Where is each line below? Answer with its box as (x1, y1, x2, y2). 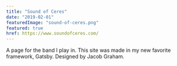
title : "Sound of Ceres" (6, 8, 67, 15)
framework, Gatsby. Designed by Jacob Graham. (6, 53, 125, 60)
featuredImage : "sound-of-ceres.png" (6, 19, 99, 25)
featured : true (6, 25, 44, 31)
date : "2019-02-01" (6, 14, 54, 20)
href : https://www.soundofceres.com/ (6, 31, 99, 37)
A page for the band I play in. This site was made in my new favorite (6, 47, 171, 54)
